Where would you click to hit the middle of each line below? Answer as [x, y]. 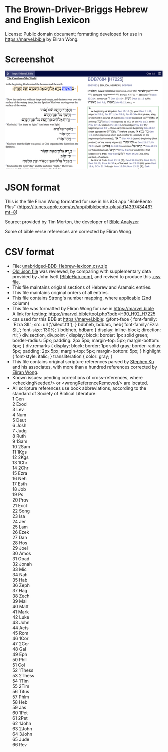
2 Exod [19, 404]
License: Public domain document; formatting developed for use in [74, 34]
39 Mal [19, 601]
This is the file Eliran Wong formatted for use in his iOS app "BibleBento [79, 201]
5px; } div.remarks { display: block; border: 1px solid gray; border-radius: [87, 345]
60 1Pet [20, 713]
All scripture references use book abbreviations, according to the [79, 388]
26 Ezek [21, 532]
